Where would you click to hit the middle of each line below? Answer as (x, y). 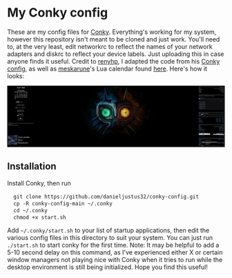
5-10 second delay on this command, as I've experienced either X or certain (115, 252)
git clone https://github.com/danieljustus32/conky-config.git (106, 196)
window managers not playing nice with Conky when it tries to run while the (115, 259)
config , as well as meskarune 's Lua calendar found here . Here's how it (107, 68)
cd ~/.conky (31, 210)
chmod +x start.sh (40, 217)
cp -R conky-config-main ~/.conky (63, 203)
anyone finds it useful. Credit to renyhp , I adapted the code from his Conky (114, 61)
